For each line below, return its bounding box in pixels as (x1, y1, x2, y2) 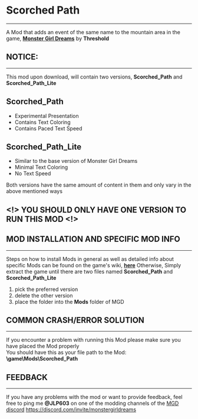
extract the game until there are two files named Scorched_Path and (6, 268, 173, 275)
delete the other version (14, 292, 73, 299)
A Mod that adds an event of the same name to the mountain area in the (6, 28, 181, 35)
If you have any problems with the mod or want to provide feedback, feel (6, 394, 183, 401)
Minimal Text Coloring (14, 163, 68, 171)
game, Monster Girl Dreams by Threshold (6, 35, 109, 42)
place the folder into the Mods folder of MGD (14, 298, 125, 305)
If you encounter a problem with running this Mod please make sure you (6, 336, 181, 343)
